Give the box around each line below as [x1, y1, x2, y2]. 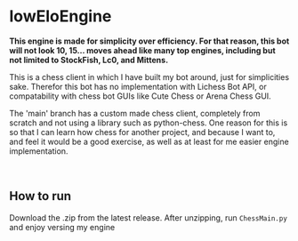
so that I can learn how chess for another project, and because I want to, [9, 126, 276, 137]
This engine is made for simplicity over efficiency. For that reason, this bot [9, 36, 290, 46]
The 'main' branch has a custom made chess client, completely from [9, 108, 261, 118]
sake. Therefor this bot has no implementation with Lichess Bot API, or [9, 81, 267, 92]
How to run [9, 189, 72, 204]
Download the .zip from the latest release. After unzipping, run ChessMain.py [9, 212, 287, 223]
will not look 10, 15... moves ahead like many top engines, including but [9, 44, 276, 55]
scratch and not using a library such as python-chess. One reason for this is [9, 117, 288, 128]
